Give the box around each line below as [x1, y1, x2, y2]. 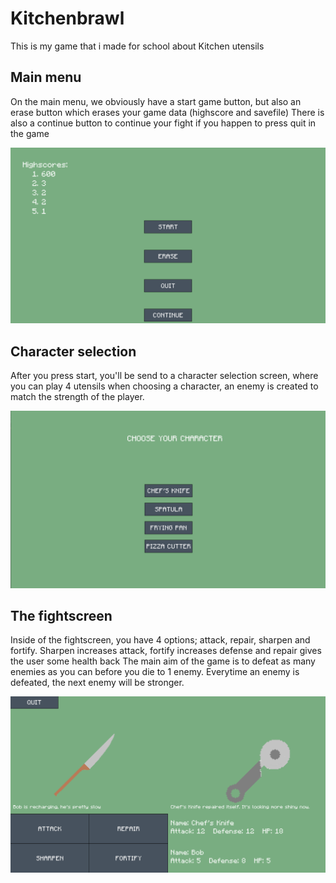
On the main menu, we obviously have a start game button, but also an [10, 95, 302, 107]
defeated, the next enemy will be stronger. [10, 677, 185, 689]
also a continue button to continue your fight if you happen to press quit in [10, 117, 317, 129]
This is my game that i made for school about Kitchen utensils [10, 40, 265, 52]
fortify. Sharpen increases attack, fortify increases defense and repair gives [10, 645, 322, 657]
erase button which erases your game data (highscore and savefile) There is [10, 106, 325, 118]
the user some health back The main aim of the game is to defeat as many [10, 655, 316, 667]
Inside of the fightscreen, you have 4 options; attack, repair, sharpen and [10, 634, 311, 646]
